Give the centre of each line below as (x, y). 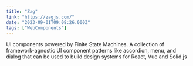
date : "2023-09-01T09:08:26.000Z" (48, 22)
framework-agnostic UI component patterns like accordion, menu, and (91, 51)
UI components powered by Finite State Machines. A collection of (85, 44)
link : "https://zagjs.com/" (40, 17)
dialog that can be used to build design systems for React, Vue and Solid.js (97, 57)
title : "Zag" (22, 11)
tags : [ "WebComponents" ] (36, 28)
